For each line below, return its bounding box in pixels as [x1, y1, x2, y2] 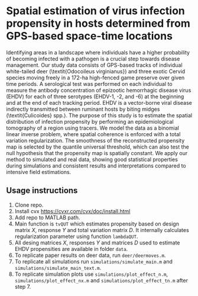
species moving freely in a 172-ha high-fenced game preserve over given [6, 74, 185, 81]
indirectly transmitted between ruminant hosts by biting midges [6, 105, 160, 112]
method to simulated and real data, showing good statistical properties [6, 156, 178, 163]
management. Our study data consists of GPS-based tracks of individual [6, 61, 183, 69]
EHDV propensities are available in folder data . [14, 245, 128, 252]
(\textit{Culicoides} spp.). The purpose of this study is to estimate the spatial [6, 111, 193, 119]
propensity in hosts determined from [6, 17, 190, 30]
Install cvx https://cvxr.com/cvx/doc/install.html [14, 207, 131, 214]
